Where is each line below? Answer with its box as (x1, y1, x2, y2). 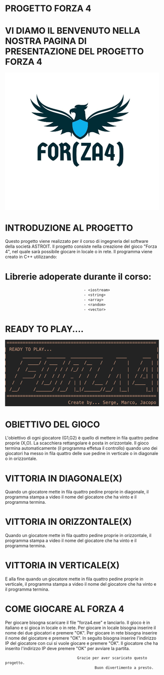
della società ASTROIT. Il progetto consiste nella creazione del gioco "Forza (5, 243, 157, 249)
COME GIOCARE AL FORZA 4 (5, 603, 124, 615)
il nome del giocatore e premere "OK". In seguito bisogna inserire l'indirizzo (5, 635, 157, 641)
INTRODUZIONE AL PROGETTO (5, 222, 133, 233)
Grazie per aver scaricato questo (77, 655, 147, 661)
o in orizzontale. (5, 456, 38, 461)
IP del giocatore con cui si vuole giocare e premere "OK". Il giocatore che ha (5, 640, 158, 646)
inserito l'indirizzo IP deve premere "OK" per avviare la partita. (5, 646, 130, 652)
